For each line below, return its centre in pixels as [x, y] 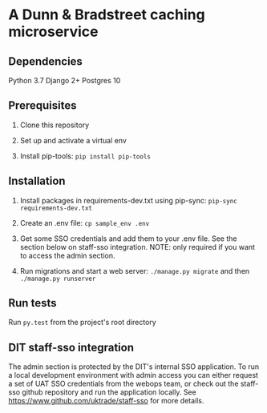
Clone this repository [55, 125]
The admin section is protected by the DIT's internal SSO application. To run [134, 367]
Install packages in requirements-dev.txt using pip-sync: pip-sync [129, 200]
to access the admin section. [67, 255]
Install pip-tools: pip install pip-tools [85, 156]
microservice [53, 32]
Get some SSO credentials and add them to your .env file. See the [128, 239]
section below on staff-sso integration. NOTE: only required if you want [137, 247]
